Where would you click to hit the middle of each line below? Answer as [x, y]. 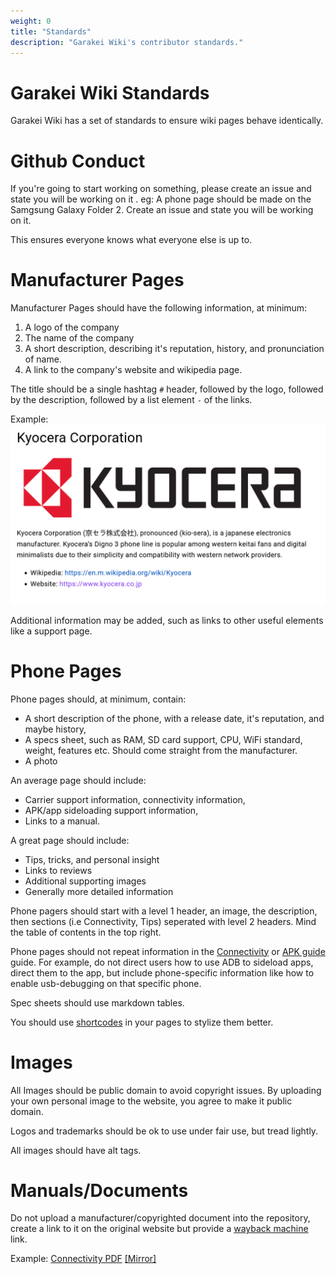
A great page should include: [70, 840]
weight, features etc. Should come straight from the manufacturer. [161, 750]
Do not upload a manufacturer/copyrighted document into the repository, [160, 1218]
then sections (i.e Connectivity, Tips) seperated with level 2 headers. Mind [163, 921]
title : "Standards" [51, 31]
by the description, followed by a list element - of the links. [131, 400]
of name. [43, 359]
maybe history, [55, 729]
